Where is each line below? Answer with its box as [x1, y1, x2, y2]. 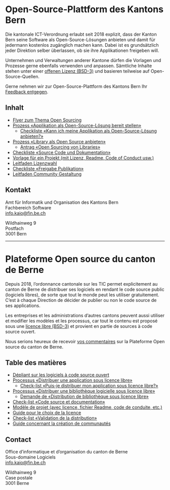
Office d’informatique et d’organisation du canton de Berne [5, 449, 128, 455]
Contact [5, 435, 31, 444]
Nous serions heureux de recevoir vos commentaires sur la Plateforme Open [5, 338, 165, 344]
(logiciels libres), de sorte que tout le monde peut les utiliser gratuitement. [5, 291, 159, 298]
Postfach [5, 225, 24, 231]
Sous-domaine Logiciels [5, 454, 56, 461]
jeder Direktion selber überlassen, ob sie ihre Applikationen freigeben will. [5, 47, 159, 53]
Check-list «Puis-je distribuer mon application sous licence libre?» [20, 383, 158, 389]
